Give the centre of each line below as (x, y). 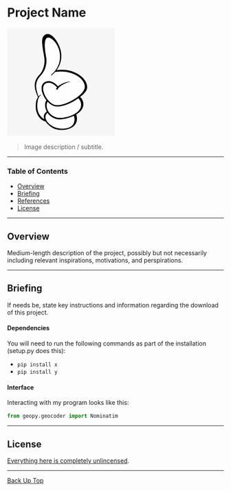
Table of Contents (38, 171)
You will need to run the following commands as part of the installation (107, 343)
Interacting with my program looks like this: (68, 403)
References (33, 201)
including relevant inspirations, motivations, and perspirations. (95, 261)
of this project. (28, 312)
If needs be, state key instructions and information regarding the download (113, 305)
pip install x (37, 365)
